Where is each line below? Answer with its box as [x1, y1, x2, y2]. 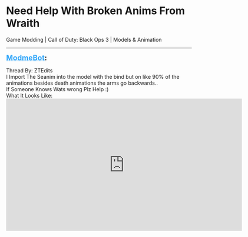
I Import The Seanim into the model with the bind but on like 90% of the [6, 73, 180, 80]
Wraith [6, 16, 40, 30]
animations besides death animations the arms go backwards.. [6, 79, 158, 86]
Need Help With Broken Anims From [6, 4, 186, 18]
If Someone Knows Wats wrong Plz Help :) [6, 85, 109, 92]
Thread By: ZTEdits [6, 66, 53, 74]
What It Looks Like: [6, 92, 53, 99]
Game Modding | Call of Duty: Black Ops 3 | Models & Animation [6, 36, 162, 43]
